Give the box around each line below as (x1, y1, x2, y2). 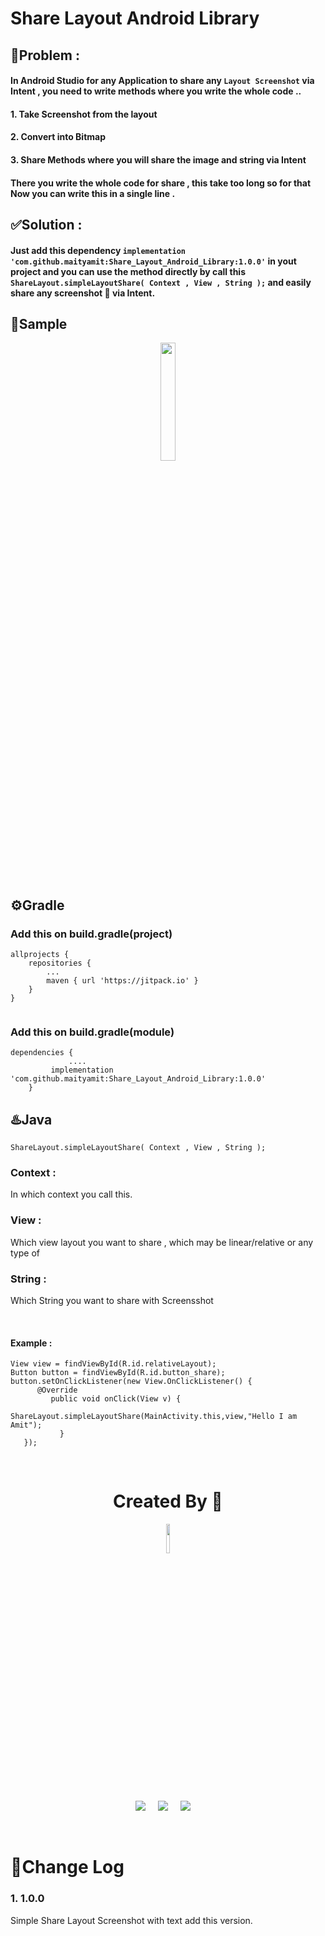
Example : (10, 1337, 53, 1349)
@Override (36, 1385, 78, 1396)
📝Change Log (10, 1856, 125, 1879)
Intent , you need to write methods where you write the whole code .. (10, 85, 302, 97)
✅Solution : (10, 216, 83, 233)
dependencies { (10, 1048, 74, 1058)
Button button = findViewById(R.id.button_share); (10, 1368, 226, 1378)
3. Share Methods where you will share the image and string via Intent (10, 153, 307, 166)
